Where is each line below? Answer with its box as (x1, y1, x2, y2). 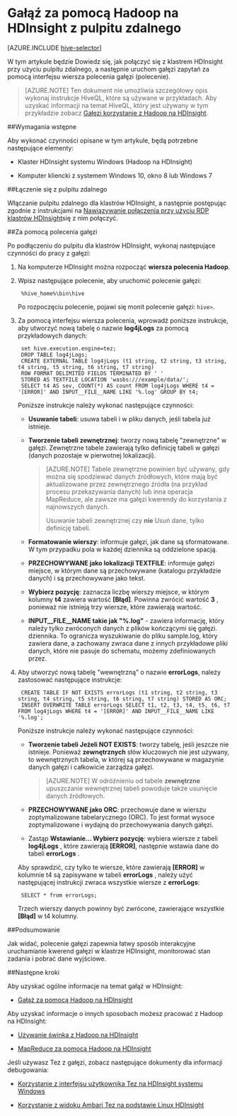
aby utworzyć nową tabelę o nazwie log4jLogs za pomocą (17, 324, 189, 332)
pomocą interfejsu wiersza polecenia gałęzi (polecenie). (7, 72, 171, 81)
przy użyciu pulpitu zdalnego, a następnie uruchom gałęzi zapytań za (7, 65, 210, 73)
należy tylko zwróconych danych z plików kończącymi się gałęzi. (28, 624, 218, 632)
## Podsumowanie (7, 925, 60, 934)
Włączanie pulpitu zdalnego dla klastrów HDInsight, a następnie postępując (7, 199, 227, 207)
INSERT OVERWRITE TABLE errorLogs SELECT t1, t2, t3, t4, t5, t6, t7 (21, 701, 231, 709)
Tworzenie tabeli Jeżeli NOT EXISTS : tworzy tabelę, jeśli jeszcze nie (28, 740, 229, 748)
